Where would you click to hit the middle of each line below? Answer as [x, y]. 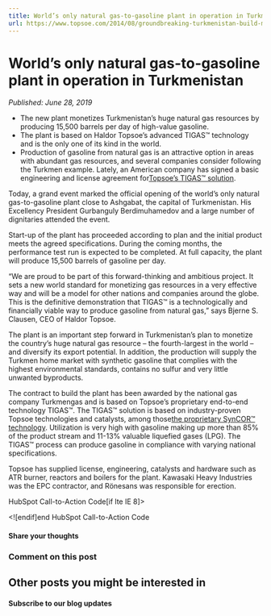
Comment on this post [53, 556]
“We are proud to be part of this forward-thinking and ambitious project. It [131, 277]
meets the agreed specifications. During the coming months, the [115, 243]
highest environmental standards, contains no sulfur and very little [118, 369]
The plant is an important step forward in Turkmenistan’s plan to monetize [131, 335]
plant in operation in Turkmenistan [126, 80]
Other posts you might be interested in [107, 583]
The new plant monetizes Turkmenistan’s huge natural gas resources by [140, 119]
